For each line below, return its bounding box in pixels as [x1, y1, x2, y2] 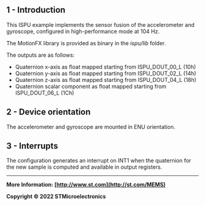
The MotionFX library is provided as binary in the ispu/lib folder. [6, 39, 166, 46]
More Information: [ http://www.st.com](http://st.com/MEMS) [6, 181, 166, 188]
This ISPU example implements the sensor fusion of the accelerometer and [6, 21, 195, 28]
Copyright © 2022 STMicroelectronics [6, 193, 106, 200]
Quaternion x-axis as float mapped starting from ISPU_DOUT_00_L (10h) [15, 63, 196, 70]
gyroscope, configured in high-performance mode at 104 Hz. [6, 28, 160, 35]
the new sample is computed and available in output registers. [6, 163, 163, 171]
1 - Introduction [6, 5, 66, 15]
